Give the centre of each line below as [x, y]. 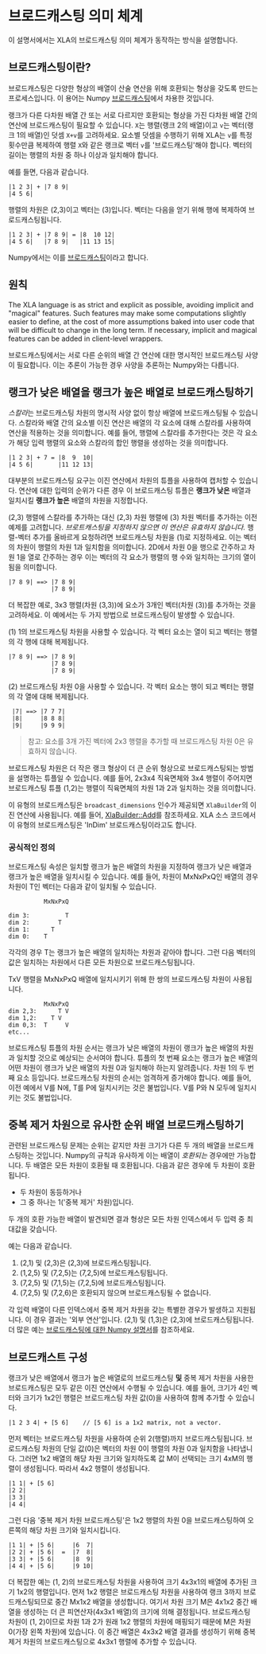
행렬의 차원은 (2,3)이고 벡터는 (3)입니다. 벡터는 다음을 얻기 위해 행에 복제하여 [127, 209]
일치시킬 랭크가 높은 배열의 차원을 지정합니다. [78, 501]
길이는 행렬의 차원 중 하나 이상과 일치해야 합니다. [83, 154]
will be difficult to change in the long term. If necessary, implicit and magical [133, 330]
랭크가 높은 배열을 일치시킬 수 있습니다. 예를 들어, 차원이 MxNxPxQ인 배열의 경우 [133, 876]
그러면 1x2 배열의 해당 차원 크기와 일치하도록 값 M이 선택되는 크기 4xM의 [131, 1459]
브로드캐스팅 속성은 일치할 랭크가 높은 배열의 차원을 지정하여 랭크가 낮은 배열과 [130, 866]
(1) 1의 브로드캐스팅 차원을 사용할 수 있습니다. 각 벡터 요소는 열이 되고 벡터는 [126, 632]
